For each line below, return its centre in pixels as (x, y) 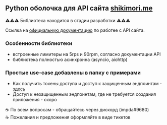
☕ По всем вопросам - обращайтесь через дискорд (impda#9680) (77, 110)
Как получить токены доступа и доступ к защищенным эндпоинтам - (87, 84)
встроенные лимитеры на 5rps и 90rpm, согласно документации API (87, 54)
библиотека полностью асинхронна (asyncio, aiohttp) (70, 59)
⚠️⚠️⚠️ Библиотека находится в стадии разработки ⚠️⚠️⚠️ (68, 20)
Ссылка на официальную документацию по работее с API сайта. (75, 30)
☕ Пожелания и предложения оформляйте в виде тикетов (68, 117)
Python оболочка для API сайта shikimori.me (79, 8)
